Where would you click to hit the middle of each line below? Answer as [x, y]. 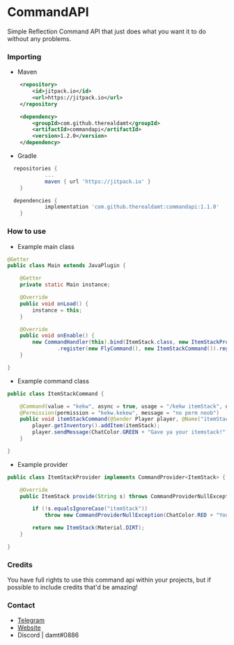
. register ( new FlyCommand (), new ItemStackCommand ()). [138, 349]
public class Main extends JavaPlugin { [67, 266]
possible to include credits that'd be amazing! [72, 587]
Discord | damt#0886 [48, 635]
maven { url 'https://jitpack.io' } [97, 182]
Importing [24, 56]
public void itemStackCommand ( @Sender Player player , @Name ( [110, 419]
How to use [27, 232]
